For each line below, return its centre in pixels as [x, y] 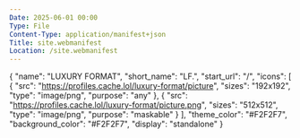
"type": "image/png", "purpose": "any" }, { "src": [99, 96]
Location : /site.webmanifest [64, 51]
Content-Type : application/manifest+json [88, 34]
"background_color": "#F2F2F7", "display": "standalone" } [116, 124]
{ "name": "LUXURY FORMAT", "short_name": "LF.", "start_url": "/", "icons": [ [150, 76]
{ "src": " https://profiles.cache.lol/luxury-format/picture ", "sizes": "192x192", [150, 86]
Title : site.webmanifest [56, 43]
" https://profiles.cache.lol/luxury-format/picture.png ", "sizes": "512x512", [144, 105]
